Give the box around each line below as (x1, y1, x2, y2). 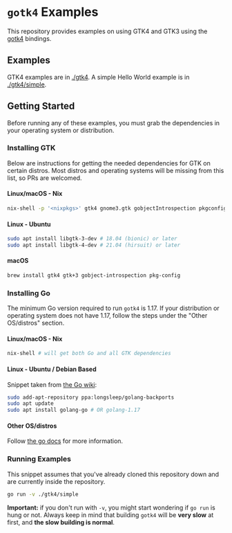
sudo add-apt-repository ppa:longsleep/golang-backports (7, 394, 175, 401)
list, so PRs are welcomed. (7, 174, 82, 182)
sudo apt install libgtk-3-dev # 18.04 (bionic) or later (7, 235, 177, 242)
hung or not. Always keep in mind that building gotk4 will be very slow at (7, 510, 214, 519)
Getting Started (7, 100, 75, 112)
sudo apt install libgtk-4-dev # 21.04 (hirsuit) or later (7, 242, 181, 249)
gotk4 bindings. (7, 34, 52, 42)
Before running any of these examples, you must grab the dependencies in (7, 118, 220, 127)
